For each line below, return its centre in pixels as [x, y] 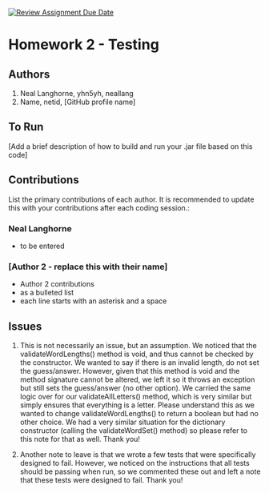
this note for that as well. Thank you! [80, 439]
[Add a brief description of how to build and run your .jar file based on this [130, 146]
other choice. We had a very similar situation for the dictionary [122, 422]
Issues [25, 326]
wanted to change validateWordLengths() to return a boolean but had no [139, 414]
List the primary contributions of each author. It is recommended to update [131, 199]
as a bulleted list [47, 293]
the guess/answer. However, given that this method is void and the [130, 371]
